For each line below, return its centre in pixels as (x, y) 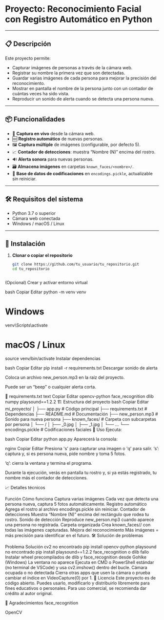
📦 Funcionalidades (35, 119)
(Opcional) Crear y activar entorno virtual (46, 282)
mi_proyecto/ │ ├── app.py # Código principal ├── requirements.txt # (76, 409)
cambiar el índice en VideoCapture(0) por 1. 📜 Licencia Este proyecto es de (81, 578)
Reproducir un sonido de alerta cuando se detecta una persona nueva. (83, 99)
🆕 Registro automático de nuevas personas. (58, 139)
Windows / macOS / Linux (38, 224)
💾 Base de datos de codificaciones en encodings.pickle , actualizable (82, 173)
